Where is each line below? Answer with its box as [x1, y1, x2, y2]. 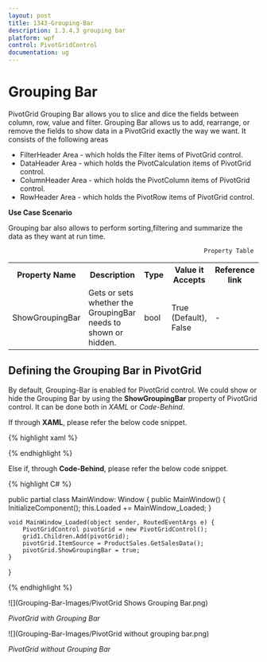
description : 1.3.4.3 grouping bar [8, 26, 126, 34]
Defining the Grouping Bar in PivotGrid [8, 364, 203, 378]
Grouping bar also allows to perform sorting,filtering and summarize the [8, 223, 243, 232]
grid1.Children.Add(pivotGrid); [22, 532, 130, 540]
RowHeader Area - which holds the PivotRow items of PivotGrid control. [19, 192, 255, 201]
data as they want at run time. [8, 232, 106, 241]
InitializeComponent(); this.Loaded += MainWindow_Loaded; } [8, 503, 212, 512]
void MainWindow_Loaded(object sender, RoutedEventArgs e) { [8, 518, 215, 526]
